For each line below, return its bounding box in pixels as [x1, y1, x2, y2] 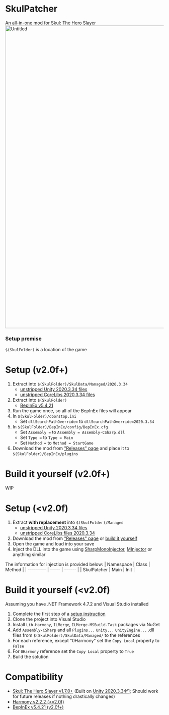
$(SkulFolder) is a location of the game [5, 347, 87, 353]
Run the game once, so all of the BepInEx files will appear [12, 408, 132, 414]
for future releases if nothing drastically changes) [12, 693, 115, 699]
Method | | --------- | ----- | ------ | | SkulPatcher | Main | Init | [5, 567, 135, 573]
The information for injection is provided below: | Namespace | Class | [5, 561, 150, 568]
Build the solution [12, 653, 49, 659]
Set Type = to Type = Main [20, 434, 73, 441]
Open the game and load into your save [12, 541, 95, 547]
